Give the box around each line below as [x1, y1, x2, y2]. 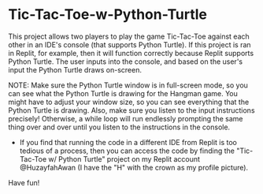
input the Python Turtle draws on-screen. [8, 65, 142, 74]
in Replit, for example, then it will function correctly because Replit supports [8, 48, 254, 58]
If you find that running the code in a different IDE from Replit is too [19, 137, 238, 147]
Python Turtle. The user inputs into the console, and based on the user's [8, 57, 243, 66]
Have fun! [8, 177, 40, 187]
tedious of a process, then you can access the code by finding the [19, 146, 235, 155]
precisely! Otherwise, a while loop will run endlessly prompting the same [8, 114, 243, 123]
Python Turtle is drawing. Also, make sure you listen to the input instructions [8, 105, 255, 115]
